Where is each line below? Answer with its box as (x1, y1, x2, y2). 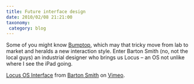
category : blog (8, 25, 46, 31)
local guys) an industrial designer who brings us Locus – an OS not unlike (6, 54, 185, 61)
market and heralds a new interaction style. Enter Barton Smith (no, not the (6, 48, 188, 55)
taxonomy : (6, 20, 31, 25)
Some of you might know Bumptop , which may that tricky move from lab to (6, 41, 189, 49)
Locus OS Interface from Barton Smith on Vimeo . (6, 72, 125, 79)
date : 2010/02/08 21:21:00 (6, 14, 73, 20)
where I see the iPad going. (6, 60, 73, 67)
